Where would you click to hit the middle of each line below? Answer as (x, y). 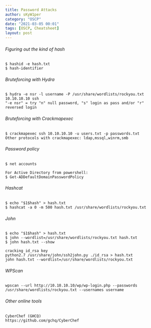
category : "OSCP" (23, 19)
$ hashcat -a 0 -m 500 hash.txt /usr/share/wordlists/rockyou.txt (76, 207)
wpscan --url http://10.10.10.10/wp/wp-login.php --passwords (71, 285)
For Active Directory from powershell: (47, 172)
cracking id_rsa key (27, 251)
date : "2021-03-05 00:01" (32, 24)
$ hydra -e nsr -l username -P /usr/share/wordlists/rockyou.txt (74, 94)
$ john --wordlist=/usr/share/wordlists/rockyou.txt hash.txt (71, 238)
